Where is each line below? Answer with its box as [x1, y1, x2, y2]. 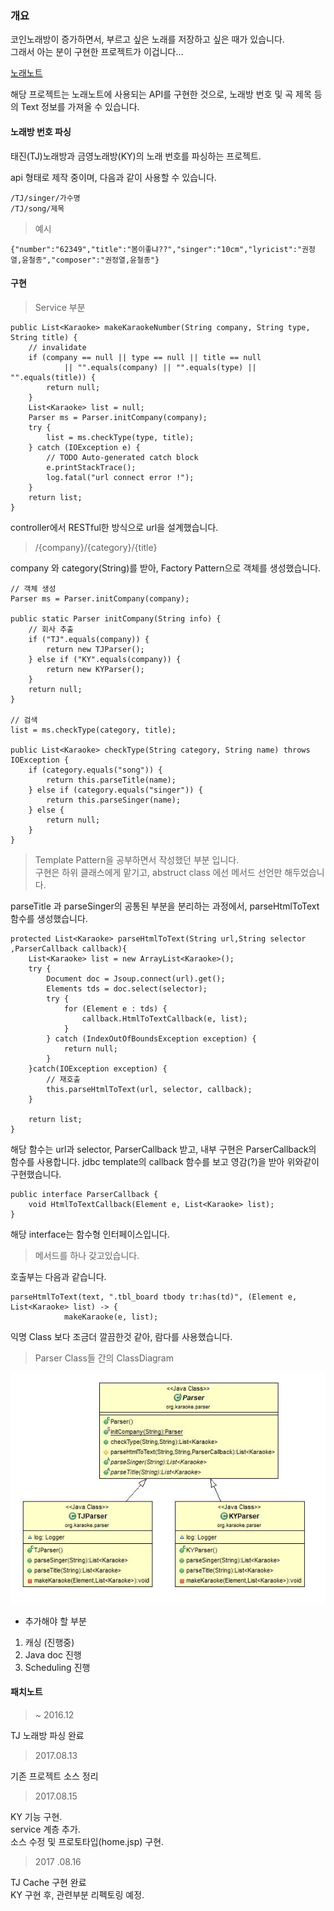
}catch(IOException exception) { [28, 1063, 168, 1074]
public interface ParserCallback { [10, 1189, 159, 1199]
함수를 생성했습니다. [10, 912, 88, 924]
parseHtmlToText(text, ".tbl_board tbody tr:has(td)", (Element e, [10, 1292, 298, 1302]
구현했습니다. [10, 1168, 62, 1180]
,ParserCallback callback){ [10, 943, 128, 954]
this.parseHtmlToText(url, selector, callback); [46, 1084, 253, 1094]
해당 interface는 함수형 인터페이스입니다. [10, 1228, 170, 1240]
